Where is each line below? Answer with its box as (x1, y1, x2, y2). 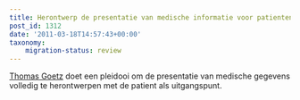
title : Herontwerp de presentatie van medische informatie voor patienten (9, 12, 294, 22)
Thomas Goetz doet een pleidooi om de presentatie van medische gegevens (9, 71, 290, 81)
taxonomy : (9, 37, 46, 47)
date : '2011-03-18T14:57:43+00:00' (9, 29, 142, 38)
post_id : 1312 (9, 21, 62, 30)
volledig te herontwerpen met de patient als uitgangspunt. (9, 80, 222, 91)
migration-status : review (25, 46, 122, 55)
